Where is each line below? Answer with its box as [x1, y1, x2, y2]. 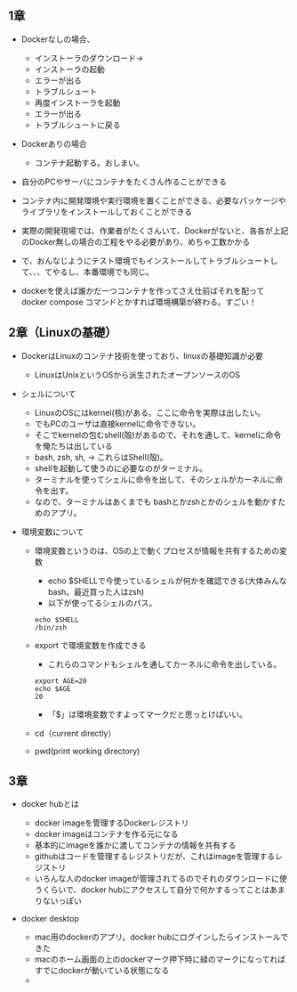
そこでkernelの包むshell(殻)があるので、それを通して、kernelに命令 [34, 429, 282, 440]
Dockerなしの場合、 [20, 34, 95, 45]
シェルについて [20, 388, 76, 399]
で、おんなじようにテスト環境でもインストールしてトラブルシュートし [20, 255, 278, 265]
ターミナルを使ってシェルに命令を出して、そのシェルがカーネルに [34, 474, 276, 484]
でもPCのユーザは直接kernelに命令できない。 [34, 418, 201, 429]
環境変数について [20, 526, 84, 537]
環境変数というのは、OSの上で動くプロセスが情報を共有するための [34, 545, 280, 556]
